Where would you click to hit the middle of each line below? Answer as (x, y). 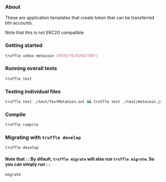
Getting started (24, 46)
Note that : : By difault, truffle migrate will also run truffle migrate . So (80, 159)
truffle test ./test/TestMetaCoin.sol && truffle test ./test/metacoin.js (84, 102)
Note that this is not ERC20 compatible (44, 33)
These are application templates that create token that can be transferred (80, 18)
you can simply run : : (28, 164)
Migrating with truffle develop (43, 137)
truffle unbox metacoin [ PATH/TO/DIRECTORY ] (52, 56)
